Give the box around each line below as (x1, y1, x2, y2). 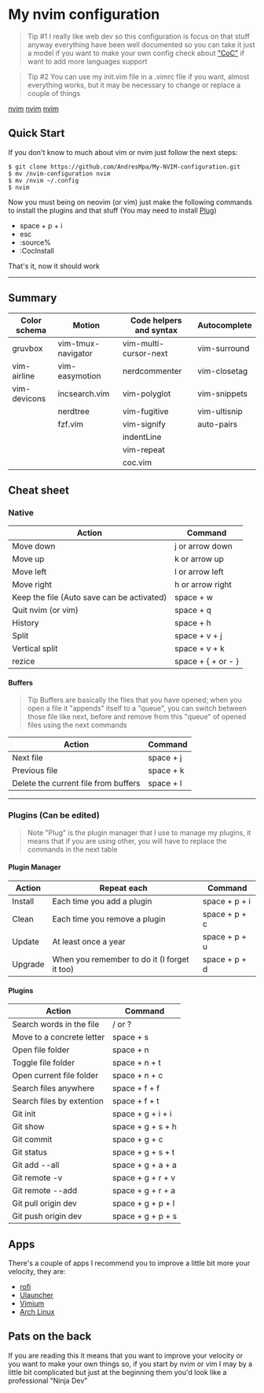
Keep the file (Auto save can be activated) (12, 592, 167, 603)
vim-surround (197, 342, 250, 353)
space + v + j (174, 630, 222, 641)
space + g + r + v (112, 1173, 175, 1184)
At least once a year (52, 936, 126, 947)
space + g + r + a (112, 1185, 175, 1196)
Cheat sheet (8, 483, 69, 497)
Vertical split (12, 643, 58, 654)
